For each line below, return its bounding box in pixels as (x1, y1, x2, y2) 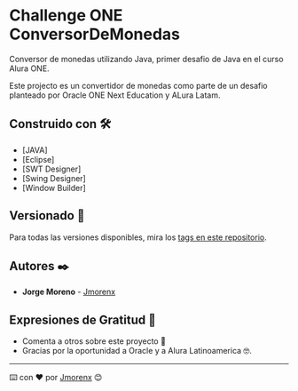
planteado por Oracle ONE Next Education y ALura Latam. (9, 90, 221, 100)
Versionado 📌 (9, 208, 85, 223)
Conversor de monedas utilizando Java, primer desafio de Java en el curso (9, 53, 284, 64)
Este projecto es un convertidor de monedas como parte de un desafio (9, 80, 268, 91)
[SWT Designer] (21, 164, 82, 174)
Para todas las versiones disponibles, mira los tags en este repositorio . (9, 232, 268, 243)
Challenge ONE (9, 5, 123, 26)
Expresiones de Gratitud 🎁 (9, 312, 157, 327)
